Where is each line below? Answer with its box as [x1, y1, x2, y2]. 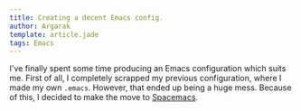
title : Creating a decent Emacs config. [9, 13, 165, 23]
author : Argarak [9, 22, 71, 31]
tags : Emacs [9, 38, 54, 48]
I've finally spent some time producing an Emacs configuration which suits [9, 63, 287, 74]
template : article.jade [9, 30, 99, 39]
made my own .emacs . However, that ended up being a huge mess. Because [9, 82, 292, 93]
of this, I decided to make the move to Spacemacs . [9, 92, 199, 103]
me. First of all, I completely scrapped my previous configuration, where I [9, 73, 282, 84]
